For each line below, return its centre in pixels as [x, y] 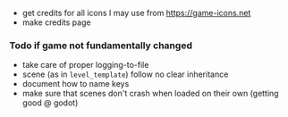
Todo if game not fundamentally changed [101, 46]
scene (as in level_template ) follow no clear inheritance [125, 74]
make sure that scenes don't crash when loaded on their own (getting [150, 94]
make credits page [56, 22]
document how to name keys [76, 84]
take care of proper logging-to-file [85, 65]
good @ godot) [50, 103]
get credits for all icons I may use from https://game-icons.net [136, 13]
